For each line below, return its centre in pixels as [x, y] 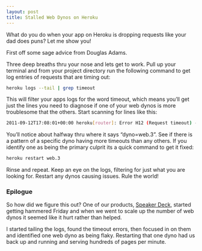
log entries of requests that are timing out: [58, 77]
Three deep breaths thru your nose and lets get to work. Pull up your [91, 64]
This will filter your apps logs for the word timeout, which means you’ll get [98, 99]
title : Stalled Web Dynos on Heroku [52, 17]
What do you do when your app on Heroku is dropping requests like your [96, 34]
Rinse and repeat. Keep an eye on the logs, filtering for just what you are [96, 170]
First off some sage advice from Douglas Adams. [67, 52]
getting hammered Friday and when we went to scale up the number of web [100, 211]
